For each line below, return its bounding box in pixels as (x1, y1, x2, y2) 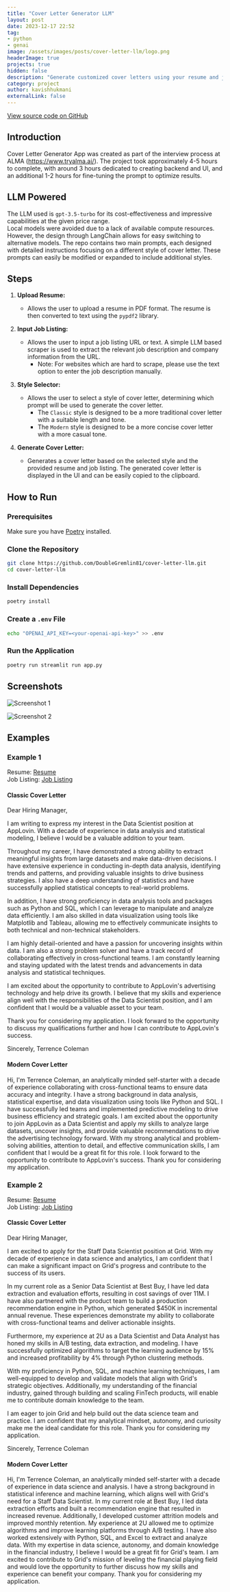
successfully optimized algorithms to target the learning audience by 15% (7, 1347, 214, 1355)
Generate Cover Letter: (16, 443, 84, 452)
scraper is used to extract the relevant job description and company (27, 345, 219, 353)
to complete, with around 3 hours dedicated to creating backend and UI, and (7, 164, 223, 172)
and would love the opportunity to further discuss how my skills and (7, 1563, 199, 1571)
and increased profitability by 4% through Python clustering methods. (7, 1354, 204, 1362)
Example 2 (7, 1180, 43, 1189)
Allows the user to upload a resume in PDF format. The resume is (27, 304, 211, 312)
